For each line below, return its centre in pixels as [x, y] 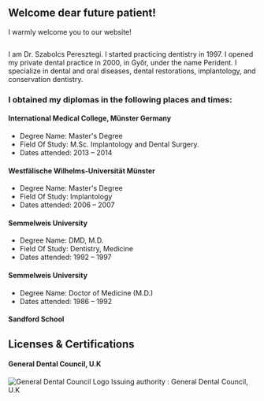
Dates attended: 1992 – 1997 [65, 257]
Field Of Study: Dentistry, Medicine [76, 249]
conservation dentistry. [46, 79]
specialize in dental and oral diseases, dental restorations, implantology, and [132, 71]
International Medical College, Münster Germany [90, 118]
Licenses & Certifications [72, 344]
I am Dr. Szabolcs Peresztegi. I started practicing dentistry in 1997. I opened [131, 54]
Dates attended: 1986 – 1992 [66, 301]
